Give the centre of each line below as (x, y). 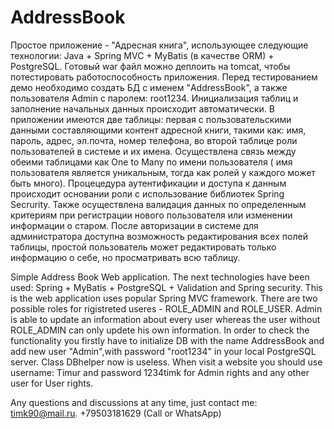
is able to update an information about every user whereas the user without (165, 319)
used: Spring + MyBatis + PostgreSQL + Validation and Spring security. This (166, 287)
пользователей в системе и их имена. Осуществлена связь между (153, 151)
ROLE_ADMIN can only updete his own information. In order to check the (160, 330)
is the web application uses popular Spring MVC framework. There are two (164, 298)
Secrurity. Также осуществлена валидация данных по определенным (158, 204)
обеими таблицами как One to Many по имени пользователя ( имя (151, 162)
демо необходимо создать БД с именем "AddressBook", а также (149, 87)
